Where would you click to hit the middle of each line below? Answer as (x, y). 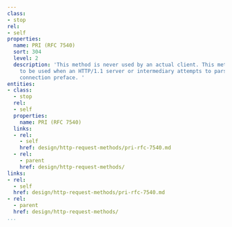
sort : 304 (27, 52)
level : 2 (26, 58)
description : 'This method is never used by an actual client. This (114, 65)
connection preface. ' (52, 77)
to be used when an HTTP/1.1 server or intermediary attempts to (116, 71)
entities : (21, 84)
